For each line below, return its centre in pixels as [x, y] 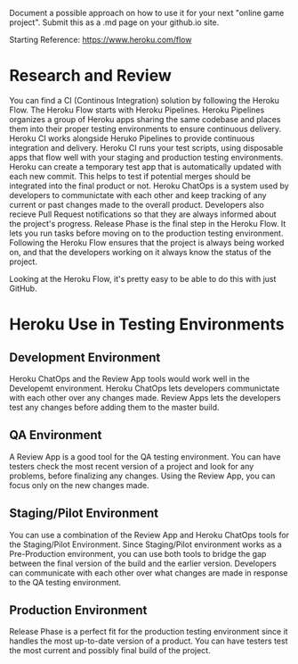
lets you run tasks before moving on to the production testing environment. [146, 233]
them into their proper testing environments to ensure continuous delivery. [145, 129]
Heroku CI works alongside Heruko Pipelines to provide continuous [132, 138]
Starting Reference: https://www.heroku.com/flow [101, 40]
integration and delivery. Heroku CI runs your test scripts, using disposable [146, 147]
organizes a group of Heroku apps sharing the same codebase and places [145, 119]
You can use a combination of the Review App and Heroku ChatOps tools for [149, 535]
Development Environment [85, 357]
